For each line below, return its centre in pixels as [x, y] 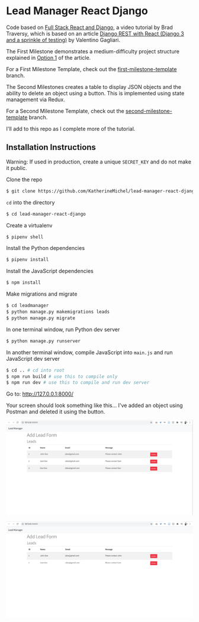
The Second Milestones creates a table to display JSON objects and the [94, 86]
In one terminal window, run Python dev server [63, 329]
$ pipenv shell [25, 237]
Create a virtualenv [29, 225]
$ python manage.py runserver [44, 341]
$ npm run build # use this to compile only [62, 376]
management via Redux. [36, 100]
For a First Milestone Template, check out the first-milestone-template [92, 69]
